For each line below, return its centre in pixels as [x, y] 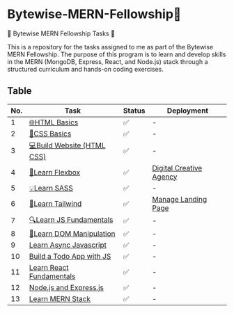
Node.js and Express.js [67, 287]
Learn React [49, 267]
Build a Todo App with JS [70, 256]
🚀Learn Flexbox [55, 172]
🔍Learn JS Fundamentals [71, 220]
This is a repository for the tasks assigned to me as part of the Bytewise [110, 47]
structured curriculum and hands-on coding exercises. [85, 69]
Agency [165, 177]
